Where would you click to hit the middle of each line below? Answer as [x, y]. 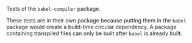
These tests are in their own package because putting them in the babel [96, 20]
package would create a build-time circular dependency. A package [91, 27]
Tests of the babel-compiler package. [53, 9]
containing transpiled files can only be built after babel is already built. [94, 33]
